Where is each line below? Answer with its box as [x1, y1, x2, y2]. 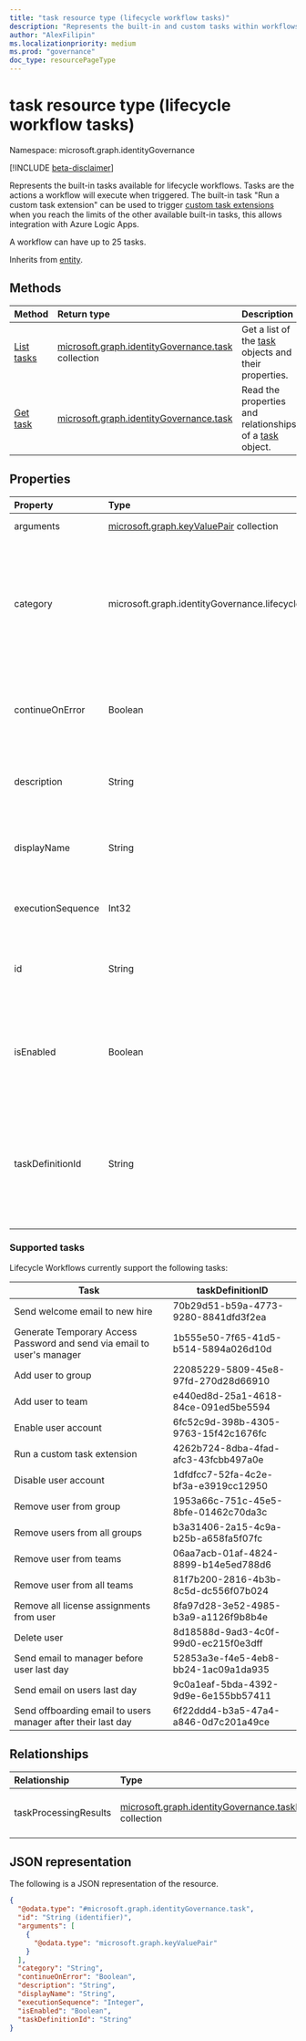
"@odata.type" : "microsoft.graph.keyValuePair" [33, 1938, 219, 1948]
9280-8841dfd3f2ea [172, 1310, 267, 1323]
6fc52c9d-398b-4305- [172, 1415, 280, 1428]
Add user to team [14, 1395, 88, 1408]
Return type [57, 307, 111, 320]
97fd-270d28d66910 [172, 1374, 270, 1387]
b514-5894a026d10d [172, 1342, 272, 1355]
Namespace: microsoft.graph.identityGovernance [9, 144, 196, 155]
